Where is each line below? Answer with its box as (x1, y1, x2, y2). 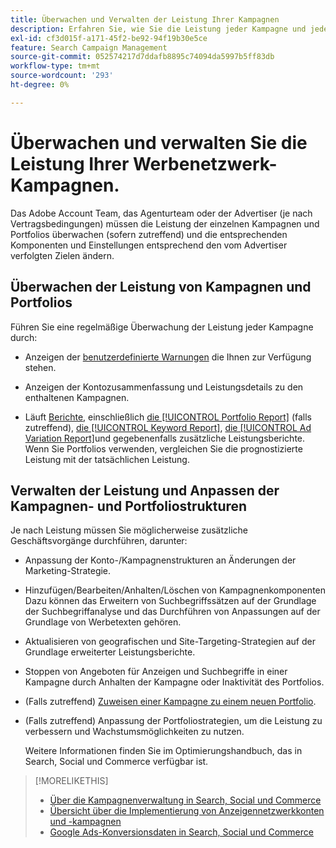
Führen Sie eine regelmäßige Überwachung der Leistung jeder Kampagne (10, 321, 314, 333)
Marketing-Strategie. (24, 565, 112, 577)
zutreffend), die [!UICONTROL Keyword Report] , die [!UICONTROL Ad (24, 421, 312, 433)
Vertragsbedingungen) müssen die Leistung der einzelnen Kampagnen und (10, 217, 320, 230)
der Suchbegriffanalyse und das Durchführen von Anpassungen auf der (24, 606, 321, 618)
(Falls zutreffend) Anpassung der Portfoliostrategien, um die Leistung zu (24, 715, 323, 727)
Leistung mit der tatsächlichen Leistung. (24, 453, 190, 465)
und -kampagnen (49, 816, 122, 828)
